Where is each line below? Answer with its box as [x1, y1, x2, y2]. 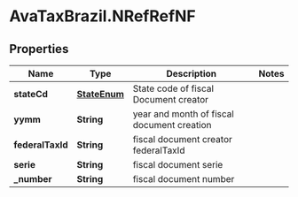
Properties [9, 42, 69, 57]
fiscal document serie [132, 159, 223, 170]
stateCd [13, 88, 49, 100]
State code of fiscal [132, 82, 215, 95]
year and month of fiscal [132, 108, 235, 120]
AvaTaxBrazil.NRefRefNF [9, 6, 197, 27]
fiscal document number [132, 173, 235, 185]
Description [166, 68, 217, 80]
